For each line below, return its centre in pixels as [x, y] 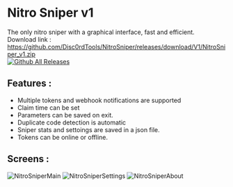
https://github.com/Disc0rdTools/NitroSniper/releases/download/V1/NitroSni [116, 47]
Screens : [28, 159]
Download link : [29, 39]
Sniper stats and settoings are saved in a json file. [88, 129]
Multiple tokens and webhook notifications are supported [99, 100]
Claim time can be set [48, 107]
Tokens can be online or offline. [63, 137]
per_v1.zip [22, 54]
